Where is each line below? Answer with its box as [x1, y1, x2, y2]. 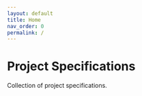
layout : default [7, 10, 53, 17]
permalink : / [7, 29, 44, 36]
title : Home [7, 16, 41, 23]
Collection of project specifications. [7, 82, 107, 90]
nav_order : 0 [7, 23, 44, 29]
